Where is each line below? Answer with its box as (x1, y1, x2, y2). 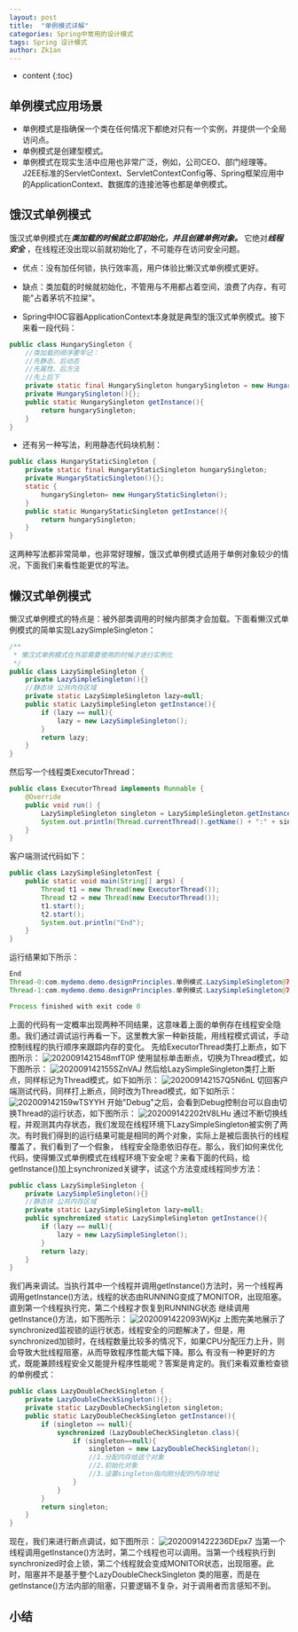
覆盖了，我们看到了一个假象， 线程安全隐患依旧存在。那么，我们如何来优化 (9, 1141, 284, 1151)
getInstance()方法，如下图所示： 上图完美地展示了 (9, 1314, 286, 1324)
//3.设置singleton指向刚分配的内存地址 (88, 1470, 220, 1479)
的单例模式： (9, 1369, 56, 1380)
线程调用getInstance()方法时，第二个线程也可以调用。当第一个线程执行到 (9, 1547, 276, 1557)
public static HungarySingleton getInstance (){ (25, 397, 204, 406)
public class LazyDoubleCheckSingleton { (9, 1387, 165, 1396)
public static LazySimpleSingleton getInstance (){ (25, 700, 216, 710)
